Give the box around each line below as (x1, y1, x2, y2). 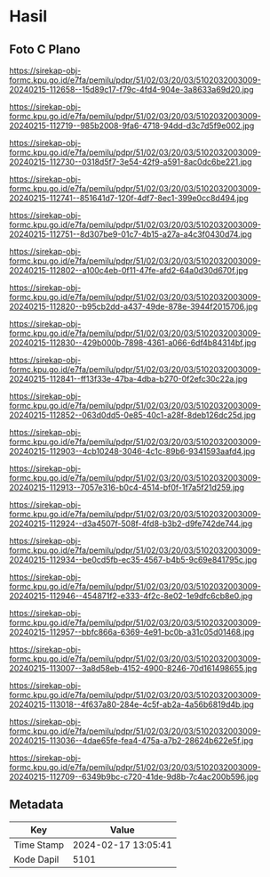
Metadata (9, 797, 64, 812)
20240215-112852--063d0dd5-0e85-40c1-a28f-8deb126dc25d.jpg (9, 410, 256, 420)
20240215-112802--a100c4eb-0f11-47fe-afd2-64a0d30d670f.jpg (9, 265, 249, 275)
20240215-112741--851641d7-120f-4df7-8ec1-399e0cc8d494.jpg (9, 193, 249, 203)
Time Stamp (13, 839, 65, 851)
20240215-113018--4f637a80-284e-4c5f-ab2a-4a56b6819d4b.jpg (9, 699, 255, 710)
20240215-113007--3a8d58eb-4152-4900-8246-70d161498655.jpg (9, 663, 258, 673)
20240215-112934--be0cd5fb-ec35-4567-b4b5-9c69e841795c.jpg (9, 555, 258, 564)
